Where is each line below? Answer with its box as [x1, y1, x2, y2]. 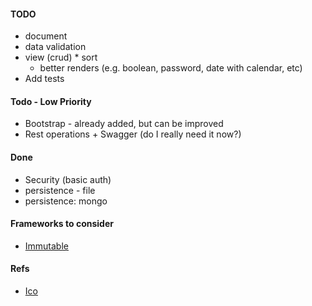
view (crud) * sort [24, 51, 98, 64]
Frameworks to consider [10, 218, 114, 230]
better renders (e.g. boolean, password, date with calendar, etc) [39, 62, 303, 74]
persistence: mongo [24, 195, 108, 207]
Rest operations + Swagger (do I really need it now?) [24, 128, 242, 140]
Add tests [24, 73, 65, 85]
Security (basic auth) [24, 173, 112, 185]
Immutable [24, 240, 69, 252]
